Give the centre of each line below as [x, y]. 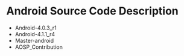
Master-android [34, 40]
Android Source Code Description [93, 11]
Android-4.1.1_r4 [35, 34]
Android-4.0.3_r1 [36, 28]
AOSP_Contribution [39, 47]
